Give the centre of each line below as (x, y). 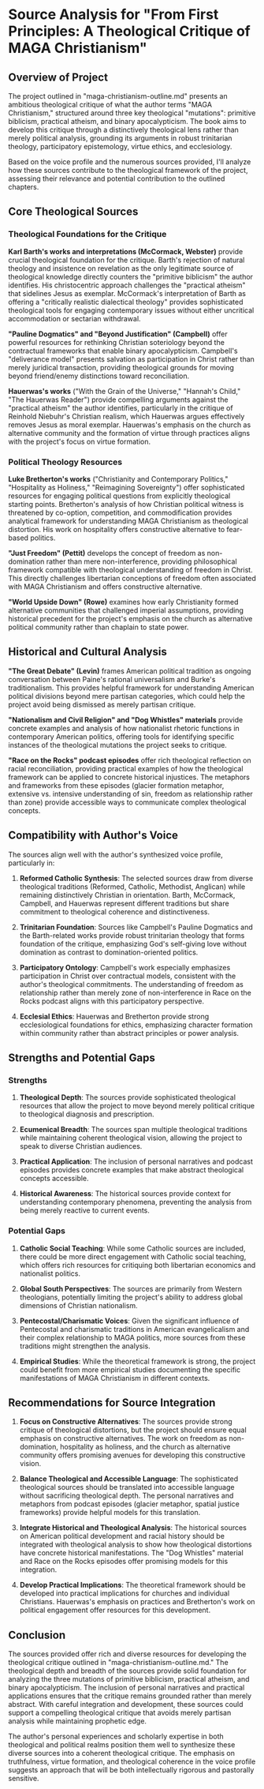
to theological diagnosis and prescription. (87, 1114)
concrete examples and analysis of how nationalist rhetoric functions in (124, 728)
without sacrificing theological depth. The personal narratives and (126, 1496)
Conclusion (37, 1635)
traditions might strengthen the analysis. (85, 1346)
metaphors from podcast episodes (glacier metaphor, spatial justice (130, 1504)
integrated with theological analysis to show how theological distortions (136, 1544)
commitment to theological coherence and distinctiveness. (115, 911)
